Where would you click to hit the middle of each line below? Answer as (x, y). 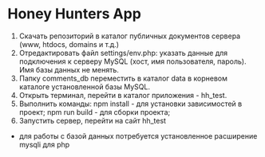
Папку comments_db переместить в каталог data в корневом (123, 78)
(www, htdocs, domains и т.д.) (69, 44)
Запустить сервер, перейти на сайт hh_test (93, 120)
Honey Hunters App (74, 14)
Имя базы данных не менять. (69, 69)
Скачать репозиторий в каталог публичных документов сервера (130, 36)
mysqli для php (44, 144)
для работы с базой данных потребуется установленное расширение (138, 135)
